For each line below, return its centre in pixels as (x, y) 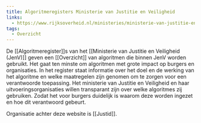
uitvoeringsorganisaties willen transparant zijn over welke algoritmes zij (94, 89)
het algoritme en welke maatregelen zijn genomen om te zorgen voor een (96, 77)
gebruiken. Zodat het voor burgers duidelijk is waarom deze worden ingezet (100, 96)
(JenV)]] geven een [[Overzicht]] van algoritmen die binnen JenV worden (96, 58)
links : (14, 17)
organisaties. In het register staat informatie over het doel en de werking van (100, 70)
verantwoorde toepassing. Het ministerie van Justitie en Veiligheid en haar (98, 83)
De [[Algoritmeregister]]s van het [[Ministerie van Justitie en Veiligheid (93, 51)
